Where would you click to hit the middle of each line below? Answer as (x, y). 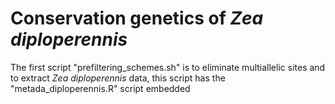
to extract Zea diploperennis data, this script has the (118, 78)
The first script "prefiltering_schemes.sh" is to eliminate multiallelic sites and (168, 67)
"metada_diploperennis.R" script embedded (100, 88)
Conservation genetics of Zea (137, 18)
